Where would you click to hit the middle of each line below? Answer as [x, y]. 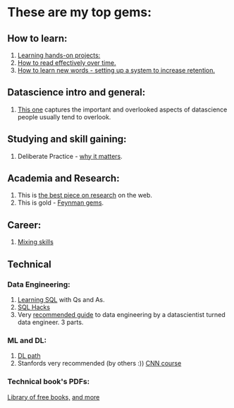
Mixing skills [36, 242]
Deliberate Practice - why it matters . [70, 156]
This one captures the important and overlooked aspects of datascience [122, 109]
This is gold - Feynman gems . [61, 203]
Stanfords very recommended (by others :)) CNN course [99, 364]
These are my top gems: [80, 12]
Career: [24, 225]
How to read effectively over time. [67, 63]
